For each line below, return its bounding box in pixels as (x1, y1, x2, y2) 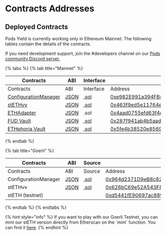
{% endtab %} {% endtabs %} (5, 204, 67, 210)
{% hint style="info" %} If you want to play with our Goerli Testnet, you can (5, 214, 158, 220)
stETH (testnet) (7, 192, 43, 198)
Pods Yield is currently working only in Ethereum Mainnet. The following (5, 36, 152, 41)
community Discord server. (5, 56, 60, 62)
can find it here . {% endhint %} (5, 225, 68, 230)
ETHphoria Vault (7, 125, 46, 132)
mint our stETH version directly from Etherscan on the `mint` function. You (5, 219, 156, 225)
